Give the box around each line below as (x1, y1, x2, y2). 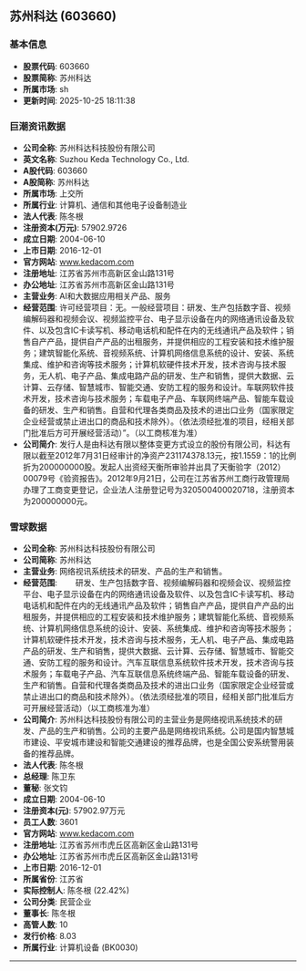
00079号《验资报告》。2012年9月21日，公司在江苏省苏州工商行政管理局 (22, 472, 291, 483)
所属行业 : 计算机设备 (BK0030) (22, 942, 138, 953)
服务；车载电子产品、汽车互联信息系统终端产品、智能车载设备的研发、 (30, 668, 294, 679)
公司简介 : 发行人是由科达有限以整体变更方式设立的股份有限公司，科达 (22, 439, 283, 449)
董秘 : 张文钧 (22, 782, 68, 793)
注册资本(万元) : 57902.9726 (22, 222, 127, 232)
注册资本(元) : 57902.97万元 (22, 805, 126, 816)
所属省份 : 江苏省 (22, 873, 84, 884)
